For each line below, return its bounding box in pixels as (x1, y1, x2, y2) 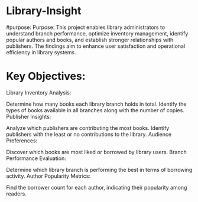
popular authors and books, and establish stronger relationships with (6, 36, 174, 43)
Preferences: (6, 137, 38, 144)
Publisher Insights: (6, 113, 51, 120)
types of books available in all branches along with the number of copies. (6, 106, 184, 113)
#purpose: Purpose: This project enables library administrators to (6, 24, 165, 31)
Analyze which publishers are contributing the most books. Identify (6, 124, 170, 131)
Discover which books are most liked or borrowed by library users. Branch (6, 148, 187, 155)
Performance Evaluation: (6, 155, 66, 162)
